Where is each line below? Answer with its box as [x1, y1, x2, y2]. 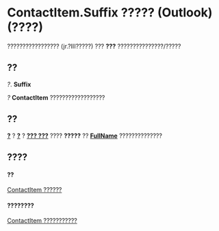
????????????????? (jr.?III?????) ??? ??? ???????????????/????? [7, 42, 181, 50]
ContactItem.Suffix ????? [7, 5, 155, 21]
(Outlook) [157, 5, 213, 21]
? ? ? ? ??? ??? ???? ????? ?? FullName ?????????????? [7, 132, 163, 140]
